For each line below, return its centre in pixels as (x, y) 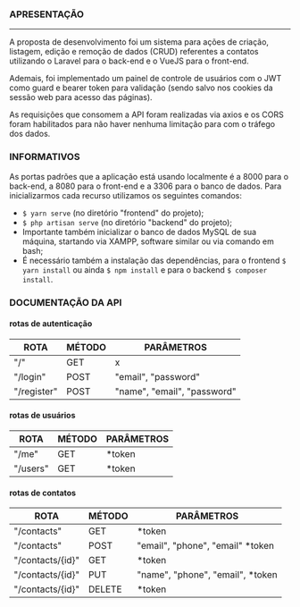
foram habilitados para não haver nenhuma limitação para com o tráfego (142, 124)
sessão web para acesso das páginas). (81, 97)
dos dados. (30, 134)
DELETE (105, 589)
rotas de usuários (42, 416)
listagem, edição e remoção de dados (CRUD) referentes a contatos (134, 52)
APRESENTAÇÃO (47, 14)
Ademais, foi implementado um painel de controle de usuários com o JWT (146, 79)
